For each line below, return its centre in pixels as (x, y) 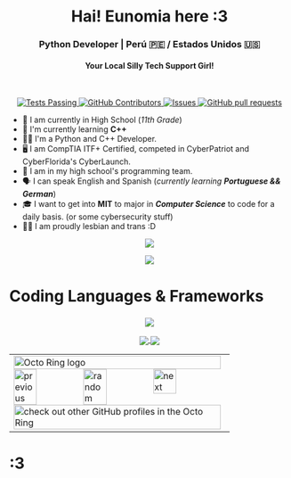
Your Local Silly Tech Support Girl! (150, 65)
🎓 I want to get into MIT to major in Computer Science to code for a (148, 204)
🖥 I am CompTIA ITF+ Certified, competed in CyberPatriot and (136, 149)
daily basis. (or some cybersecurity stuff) (97, 217)
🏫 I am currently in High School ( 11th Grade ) (102, 120)
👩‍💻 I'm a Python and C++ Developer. (89, 139)
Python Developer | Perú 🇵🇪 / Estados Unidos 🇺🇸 (150, 45)
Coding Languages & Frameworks (137, 296)
